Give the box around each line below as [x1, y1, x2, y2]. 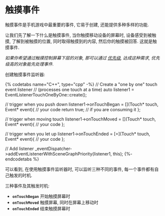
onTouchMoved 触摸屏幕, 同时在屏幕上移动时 [12, 199, 99, 205]
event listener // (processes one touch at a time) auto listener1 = [5, 87, 135, 93]
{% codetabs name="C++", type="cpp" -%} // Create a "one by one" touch [5, 81, 158, 87]
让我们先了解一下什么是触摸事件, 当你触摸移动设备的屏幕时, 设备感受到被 [5, 32, 152, 38]
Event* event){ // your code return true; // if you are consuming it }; [5, 106, 141, 112]
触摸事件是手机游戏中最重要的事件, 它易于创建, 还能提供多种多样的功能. [5, 22, 149, 28]
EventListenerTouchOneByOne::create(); [5, 92, 87, 97]
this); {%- [112, 151, 133, 156]
